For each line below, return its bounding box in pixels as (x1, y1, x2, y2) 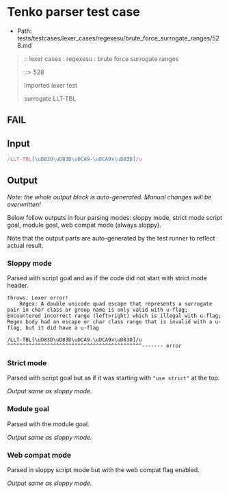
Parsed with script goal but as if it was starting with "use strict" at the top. (7, 374, 220, 382)
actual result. (7, 241, 44, 249)
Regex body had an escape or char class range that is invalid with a (7, 319, 213, 325)
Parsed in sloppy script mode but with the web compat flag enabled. (7, 466, 200, 474)
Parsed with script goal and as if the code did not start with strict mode (7, 274, 207, 282)
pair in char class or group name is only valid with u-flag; (7, 306, 188, 314)
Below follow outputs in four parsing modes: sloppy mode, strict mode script (7, 213, 223, 221)
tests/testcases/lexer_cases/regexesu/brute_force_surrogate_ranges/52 (16, 34, 220, 42)
